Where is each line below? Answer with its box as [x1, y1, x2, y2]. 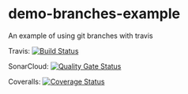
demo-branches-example [8, 5, 180, 23]
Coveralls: [8, 77, 41, 86]
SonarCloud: [8, 61, 49, 71]
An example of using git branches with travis [8, 31, 153, 40]
